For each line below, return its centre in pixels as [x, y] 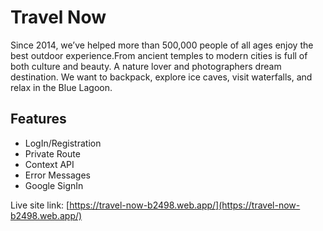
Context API [49, 164]
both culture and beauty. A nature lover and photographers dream [146, 66]
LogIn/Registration [63, 143]
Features [38, 119]
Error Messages [57, 175]
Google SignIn [54, 185]
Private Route [52, 153]
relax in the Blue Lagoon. [61, 87]
